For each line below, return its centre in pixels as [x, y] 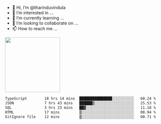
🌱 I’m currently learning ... [38, 18]
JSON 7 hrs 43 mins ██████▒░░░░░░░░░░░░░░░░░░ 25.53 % [80, 103]
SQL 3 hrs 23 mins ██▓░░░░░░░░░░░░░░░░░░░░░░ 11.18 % [80, 107]
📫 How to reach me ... [35, 29]
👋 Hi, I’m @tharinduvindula [39, 8]
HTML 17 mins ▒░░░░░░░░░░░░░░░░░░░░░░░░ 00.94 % [80, 112]
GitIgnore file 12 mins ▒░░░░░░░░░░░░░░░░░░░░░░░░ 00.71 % [80, 117]
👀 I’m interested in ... [33, 13]
